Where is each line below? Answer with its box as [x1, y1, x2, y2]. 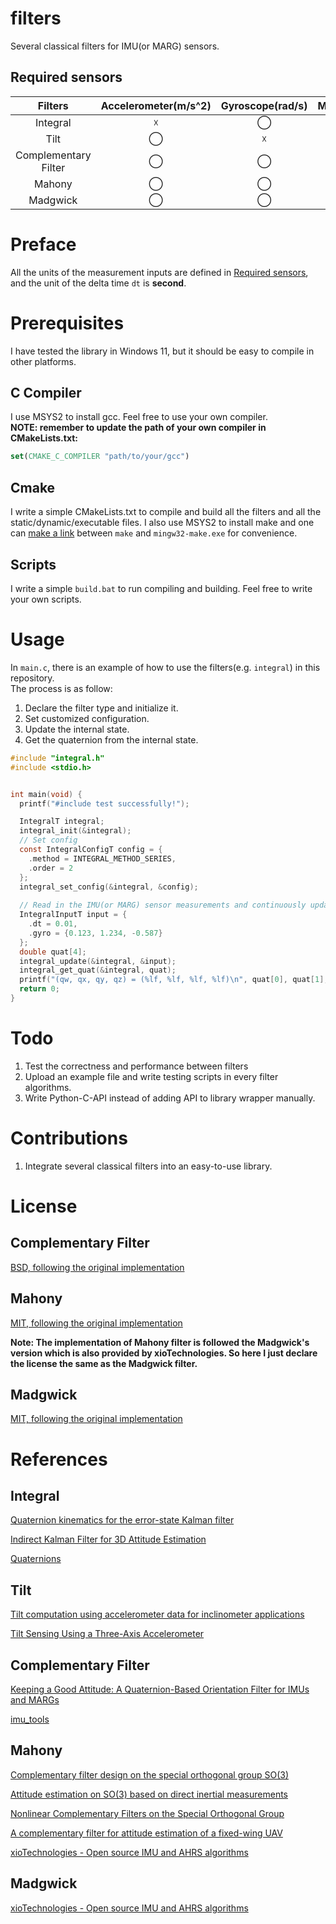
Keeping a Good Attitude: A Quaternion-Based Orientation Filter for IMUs [10, 1683, 310, 1695]
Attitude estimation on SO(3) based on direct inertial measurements [10, 1788, 288, 1800]
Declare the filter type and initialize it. [24, 702, 179, 714]
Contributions [10, 1127, 128, 1149]
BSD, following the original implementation [10, 1261, 185, 1273]
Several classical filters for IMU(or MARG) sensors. [10, 40, 220, 52]
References [10, 1448, 108, 1471]
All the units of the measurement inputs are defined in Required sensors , [10, 266, 309, 278]
